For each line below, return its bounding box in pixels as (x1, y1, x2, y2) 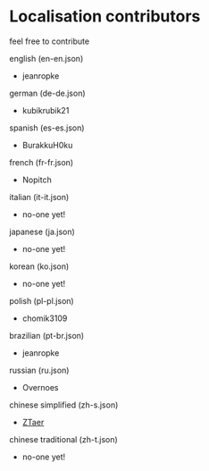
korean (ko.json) (9, 261, 70, 272)
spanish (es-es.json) (9, 122, 85, 133)
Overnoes (21, 382, 59, 392)
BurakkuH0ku (21, 139, 73, 150)
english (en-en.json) (9, 53, 84, 63)
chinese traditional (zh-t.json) (9, 433, 118, 444)
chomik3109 (21, 313, 68, 324)
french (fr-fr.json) (9, 156, 74, 167)
